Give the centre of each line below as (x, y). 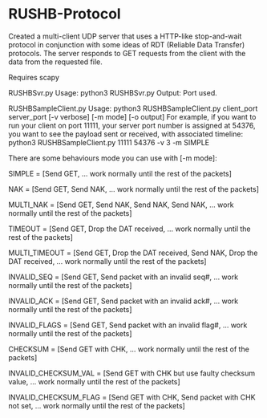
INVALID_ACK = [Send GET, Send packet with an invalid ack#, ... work (123, 301)
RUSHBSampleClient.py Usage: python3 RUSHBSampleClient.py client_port (133, 108)
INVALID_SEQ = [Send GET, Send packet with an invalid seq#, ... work (123, 277)
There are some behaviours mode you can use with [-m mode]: (113, 158)
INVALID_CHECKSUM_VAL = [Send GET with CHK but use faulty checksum (132, 373)
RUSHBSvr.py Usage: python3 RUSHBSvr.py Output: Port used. (113, 92)
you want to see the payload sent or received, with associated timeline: (125, 134)
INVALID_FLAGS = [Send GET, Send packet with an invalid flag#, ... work (128, 325)
